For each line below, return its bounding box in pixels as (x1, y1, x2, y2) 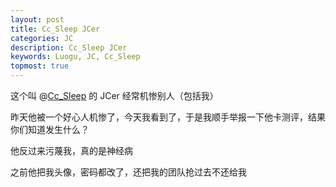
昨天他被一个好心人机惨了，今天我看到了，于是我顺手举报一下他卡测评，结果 (10, 111, 326, 123)
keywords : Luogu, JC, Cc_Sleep (10, 52, 141, 62)
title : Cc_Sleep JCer (10, 24, 101, 34)
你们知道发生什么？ (10, 124, 90, 135)
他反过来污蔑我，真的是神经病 (10, 145, 133, 156)
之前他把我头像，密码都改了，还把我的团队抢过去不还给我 (10, 166, 247, 178)
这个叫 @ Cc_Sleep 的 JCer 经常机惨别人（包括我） (10, 90, 219, 101)
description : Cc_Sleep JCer (10, 42, 128, 53)
